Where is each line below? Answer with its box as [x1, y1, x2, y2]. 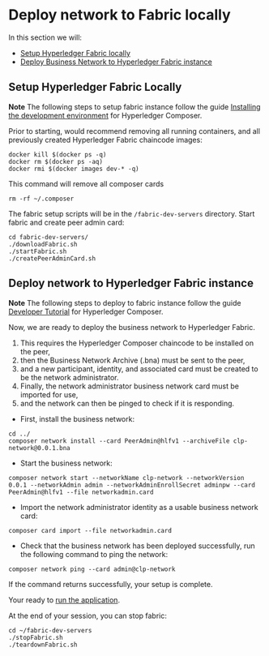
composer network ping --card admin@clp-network [8, 565, 176, 573]
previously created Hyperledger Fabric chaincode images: [8, 135, 203, 144]
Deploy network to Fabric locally [8, 6, 231, 24]
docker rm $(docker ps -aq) [8, 157, 104, 165]
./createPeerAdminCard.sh [8, 254, 96, 263]
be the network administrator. [19, 372, 119, 382]
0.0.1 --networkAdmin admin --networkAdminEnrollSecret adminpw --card [8, 481, 255, 489]
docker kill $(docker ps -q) [8, 150, 107, 159]
